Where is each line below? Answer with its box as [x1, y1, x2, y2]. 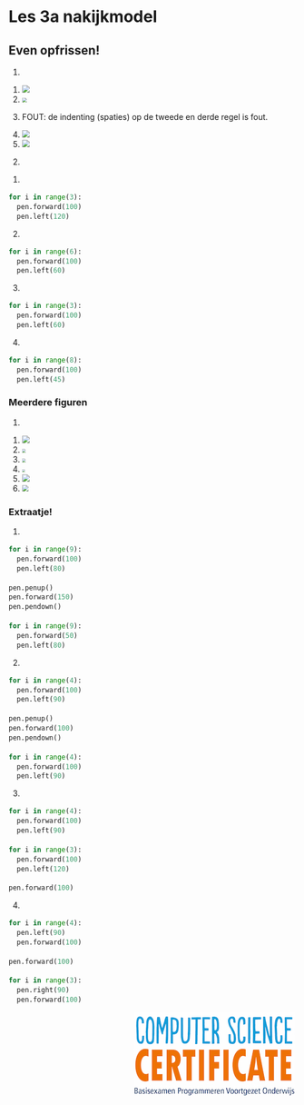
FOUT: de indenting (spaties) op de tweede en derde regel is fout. [21, 112, 269, 122]
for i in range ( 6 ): [8, 247, 83, 256]
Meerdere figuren [8, 396, 88, 409]
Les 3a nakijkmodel [8, 6, 158, 27]
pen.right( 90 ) [16, 986, 70, 995]
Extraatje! [8, 505, 53, 518]
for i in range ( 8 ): [8, 355, 83, 364]
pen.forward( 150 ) [8, 592, 74, 602]
